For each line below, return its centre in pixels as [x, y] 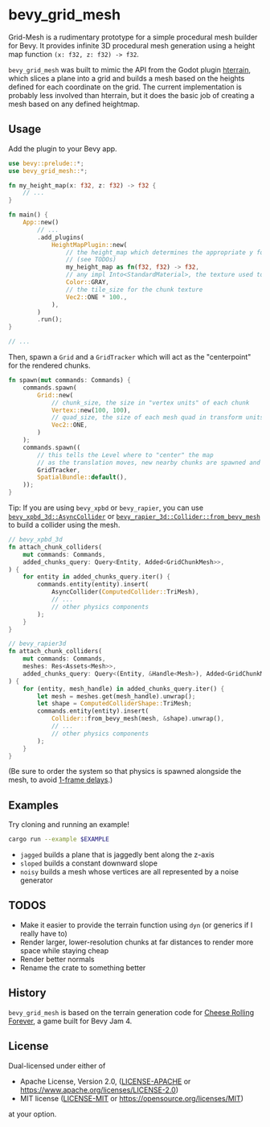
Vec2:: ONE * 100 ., [96, 297]
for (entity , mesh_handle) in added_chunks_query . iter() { [124, 689]
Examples [33, 805]
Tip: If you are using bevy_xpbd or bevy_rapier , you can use [106, 508]
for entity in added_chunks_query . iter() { [97, 577]
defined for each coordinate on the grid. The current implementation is [125, 87]
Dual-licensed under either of [57, 1065]
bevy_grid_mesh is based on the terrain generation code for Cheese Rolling [131, 1012]
